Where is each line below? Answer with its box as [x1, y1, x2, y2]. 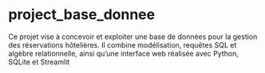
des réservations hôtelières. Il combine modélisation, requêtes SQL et [8, 40, 237, 49]
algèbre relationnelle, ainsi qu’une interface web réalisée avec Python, [8, 48, 239, 58]
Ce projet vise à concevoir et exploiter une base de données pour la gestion [8, 32, 258, 41]
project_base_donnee [8, 6, 156, 24]
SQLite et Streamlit [8, 57, 70, 67]
